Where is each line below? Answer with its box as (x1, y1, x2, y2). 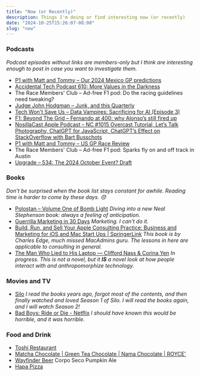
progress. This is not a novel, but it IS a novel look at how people (14, 256, 175, 263)
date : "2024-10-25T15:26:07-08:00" (6, 20, 95, 26)
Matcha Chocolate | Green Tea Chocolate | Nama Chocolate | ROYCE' (14, 350, 186, 358)
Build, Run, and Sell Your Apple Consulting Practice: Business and (14, 224, 177, 231)
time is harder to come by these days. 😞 (6, 193, 106, 200)
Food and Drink (6, 331, 51, 339)
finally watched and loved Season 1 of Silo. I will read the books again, (14, 297, 189, 304)
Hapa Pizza (14, 363, 44, 370)
